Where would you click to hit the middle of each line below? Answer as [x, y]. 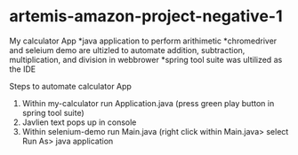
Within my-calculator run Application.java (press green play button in [148, 103]
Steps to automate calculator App [70, 86]
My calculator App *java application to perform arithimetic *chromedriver [143, 41]
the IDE [23, 69]
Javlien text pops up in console [79, 122]
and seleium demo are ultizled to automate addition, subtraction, [127, 50]
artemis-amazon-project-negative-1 [146, 16]
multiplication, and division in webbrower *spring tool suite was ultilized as [146, 59]
